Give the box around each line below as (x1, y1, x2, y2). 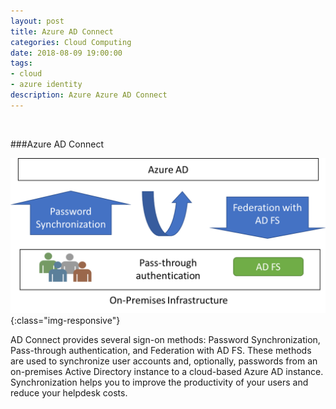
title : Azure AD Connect (10, 26, 114, 37)
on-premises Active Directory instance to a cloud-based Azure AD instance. (10, 365, 324, 377)
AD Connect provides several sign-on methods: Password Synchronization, (10, 333, 321, 345)
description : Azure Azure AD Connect (10, 90, 168, 100)
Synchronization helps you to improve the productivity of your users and (10, 376, 309, 388)
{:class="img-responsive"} (10, 314, 121, 326)
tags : (10, 58, 33, 69)
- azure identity (10, 80, 83, 90)
